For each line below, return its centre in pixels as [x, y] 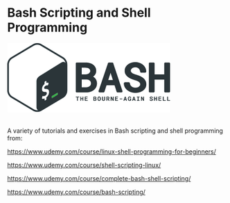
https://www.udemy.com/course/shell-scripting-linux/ [84, 165]
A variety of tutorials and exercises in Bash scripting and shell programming [115, 131]
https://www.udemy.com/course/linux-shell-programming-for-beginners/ [112, 152]
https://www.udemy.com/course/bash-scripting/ [76, 192]
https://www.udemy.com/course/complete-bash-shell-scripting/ [99, 178]
